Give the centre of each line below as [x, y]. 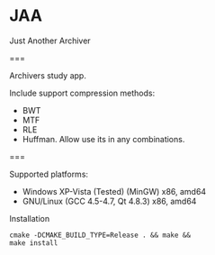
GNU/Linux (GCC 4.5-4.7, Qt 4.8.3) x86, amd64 [109, 201]
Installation [30, 218]
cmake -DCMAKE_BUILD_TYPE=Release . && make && [100, 235]
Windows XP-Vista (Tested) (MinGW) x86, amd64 [114, 191]
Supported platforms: [49, 174]
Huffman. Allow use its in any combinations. [103, 139]
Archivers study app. [48, 75]
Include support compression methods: [82, 93]
